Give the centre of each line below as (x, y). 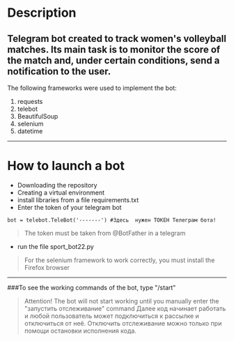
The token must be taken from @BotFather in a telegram (105, 233)
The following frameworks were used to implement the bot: (92, 88)
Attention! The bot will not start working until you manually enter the (122, 301)
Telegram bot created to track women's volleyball (117, 39)
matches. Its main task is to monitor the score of (114, 49)
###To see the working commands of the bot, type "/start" (92, 287)
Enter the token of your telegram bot (69, 207)
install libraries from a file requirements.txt (78, 199)
